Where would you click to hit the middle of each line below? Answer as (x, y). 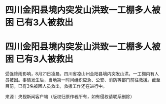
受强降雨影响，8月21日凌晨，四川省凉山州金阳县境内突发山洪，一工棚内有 (80, 74)
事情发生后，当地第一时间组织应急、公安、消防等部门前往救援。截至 (91, 80)
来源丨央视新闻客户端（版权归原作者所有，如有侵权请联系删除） (70, 97)
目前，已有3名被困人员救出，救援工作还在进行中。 (56, 86)
